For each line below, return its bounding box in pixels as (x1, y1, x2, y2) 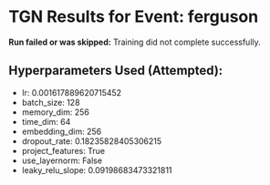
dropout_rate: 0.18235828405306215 (21, 135, 162, 147)
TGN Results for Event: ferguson (8, 6, 259, 27)
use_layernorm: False (21, 155, 102, 166)
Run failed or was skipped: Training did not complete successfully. (8, 36, 261, 47)
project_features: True (21, 145, 106, 156)
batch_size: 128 (21, 97, 80, 108)
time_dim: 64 (21, 116, 71, 127)
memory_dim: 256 (21, 107, 90, 118)
